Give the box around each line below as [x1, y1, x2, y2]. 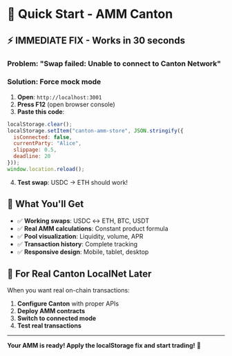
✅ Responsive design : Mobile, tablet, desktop [17, 248, 149, 256]
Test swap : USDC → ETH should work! [17, 178, 128, 186]
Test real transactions [17, 322, 81, 330]
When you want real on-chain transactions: [7, 286, 130, 295]
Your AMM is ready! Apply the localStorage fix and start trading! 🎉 [7, 342, 202, 350]
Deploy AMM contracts [17, 307, 86, 315]
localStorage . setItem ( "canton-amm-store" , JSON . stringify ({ [7, 127, 184, 134]
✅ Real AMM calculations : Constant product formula [17, 224, 168, 233]
